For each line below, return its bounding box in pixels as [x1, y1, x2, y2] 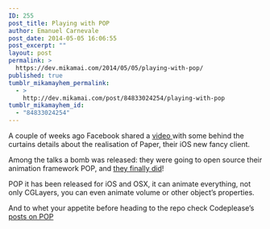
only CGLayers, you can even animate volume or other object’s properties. [8, 188, 255, 197]
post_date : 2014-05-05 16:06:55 [8, 34, 117, 43]
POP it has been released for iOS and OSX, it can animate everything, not [8, 179, 251, 189]
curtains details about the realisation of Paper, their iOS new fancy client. [8, 140, 251, 149]
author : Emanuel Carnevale [8, 27, 99, 35]
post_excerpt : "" [8, 42, 67, 50]
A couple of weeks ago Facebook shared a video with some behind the [8, 131, 244, 141]
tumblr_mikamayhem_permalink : [8, 79, 110, 87]
